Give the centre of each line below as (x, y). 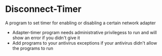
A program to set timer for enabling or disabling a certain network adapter (81, 23)
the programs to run (33, 48)
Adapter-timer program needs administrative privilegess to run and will (84, 32)
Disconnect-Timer (43, 9)
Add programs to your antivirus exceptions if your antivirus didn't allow (85, 43)
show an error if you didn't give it (46, 38)
